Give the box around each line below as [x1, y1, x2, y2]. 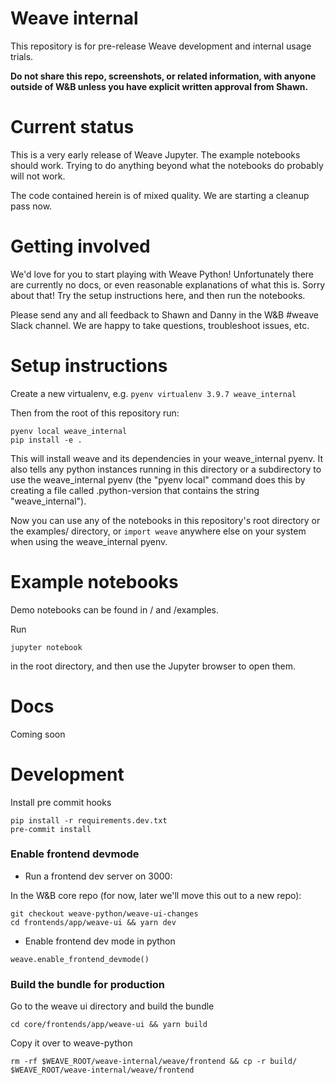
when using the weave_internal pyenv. [10, 535, 168, 547]
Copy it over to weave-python [10, 1037, 133, 1049]
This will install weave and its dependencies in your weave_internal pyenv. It [10, 452, 324, 464]
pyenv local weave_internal [10, 426, 128, 436]
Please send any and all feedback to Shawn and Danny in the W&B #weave [10, 308, 319, 321]
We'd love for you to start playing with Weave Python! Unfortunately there [10, 268, 314, 280]
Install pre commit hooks [10, 796, 112, 808]
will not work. [10, 170, 66, 182]
